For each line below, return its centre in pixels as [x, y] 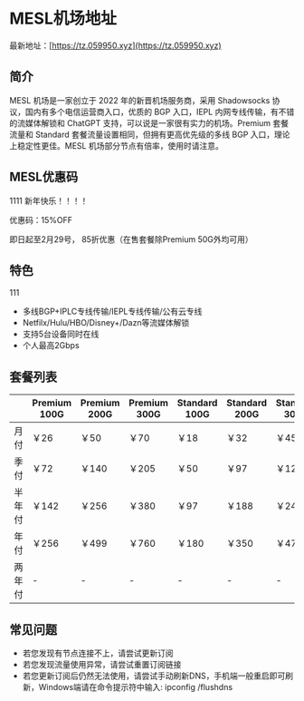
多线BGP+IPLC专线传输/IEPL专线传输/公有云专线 [112, 312]
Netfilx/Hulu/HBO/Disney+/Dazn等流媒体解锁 [106, 323]
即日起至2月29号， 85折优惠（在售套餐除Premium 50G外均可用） [131, 239]
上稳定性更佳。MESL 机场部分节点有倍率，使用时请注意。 [116, 145]
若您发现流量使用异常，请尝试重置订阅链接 [102, 664]
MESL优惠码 [44, 177]
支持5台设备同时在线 [61, 334]
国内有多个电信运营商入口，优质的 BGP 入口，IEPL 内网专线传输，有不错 [160, 112]
